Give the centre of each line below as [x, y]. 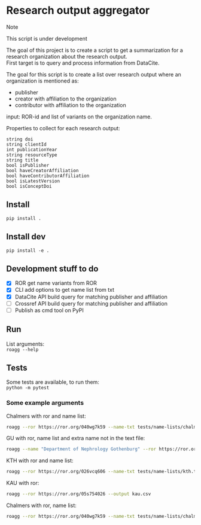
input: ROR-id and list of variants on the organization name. [79, 117]
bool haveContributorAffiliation [48, 176]
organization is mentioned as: [42, 81]
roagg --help [22, 350]
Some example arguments [45, 403]
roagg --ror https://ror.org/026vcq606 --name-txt [71, 472]
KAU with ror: [23, 483]
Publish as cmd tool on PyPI [49, 310]
